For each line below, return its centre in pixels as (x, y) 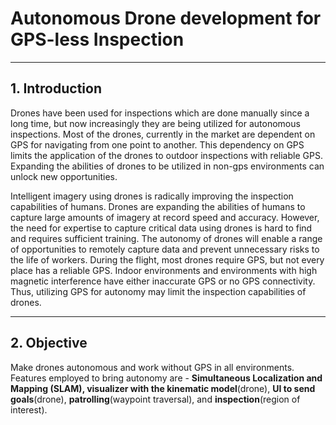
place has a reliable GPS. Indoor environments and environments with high (164, 270)
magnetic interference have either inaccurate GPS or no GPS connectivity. (163, 281)
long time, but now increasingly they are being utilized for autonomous (155, 123)
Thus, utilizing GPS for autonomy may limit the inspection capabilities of (158, 291)
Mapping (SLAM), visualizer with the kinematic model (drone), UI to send (163, 388)
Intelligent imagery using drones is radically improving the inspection (152, 196)
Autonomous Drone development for (166, 18)
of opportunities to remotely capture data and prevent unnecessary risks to (165, 249)
